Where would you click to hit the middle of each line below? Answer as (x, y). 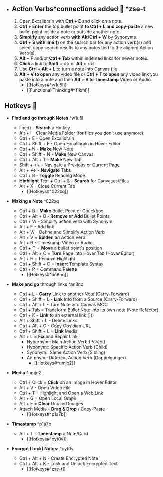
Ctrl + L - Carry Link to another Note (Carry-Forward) (74, 294)
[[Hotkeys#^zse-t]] (46, 469)
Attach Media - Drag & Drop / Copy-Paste (62, 409)
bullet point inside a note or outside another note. (70, 32)
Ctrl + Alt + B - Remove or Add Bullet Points (65, 216)
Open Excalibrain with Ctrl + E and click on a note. (71, 21)
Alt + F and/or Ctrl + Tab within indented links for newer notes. (84, 58)
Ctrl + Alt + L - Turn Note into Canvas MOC (64, 304)
